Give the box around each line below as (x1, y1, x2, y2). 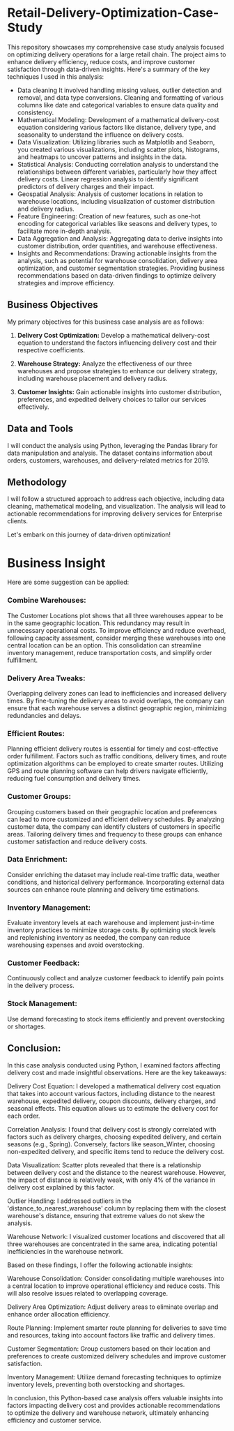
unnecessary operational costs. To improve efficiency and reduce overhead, (7, 626, 226, 634)
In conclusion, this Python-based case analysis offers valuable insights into (7, 1393, 224, 1402)
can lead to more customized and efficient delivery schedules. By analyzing (7, 815, 224, 823)
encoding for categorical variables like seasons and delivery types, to (17, 219, 217, 227)
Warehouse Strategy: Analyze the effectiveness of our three (17, 359, 192, 368)
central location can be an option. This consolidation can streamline (7, 640, 202, 650)
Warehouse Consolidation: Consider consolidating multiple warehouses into (7, 1274, 225, 1282)
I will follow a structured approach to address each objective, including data (7, 495, 225, 503)
